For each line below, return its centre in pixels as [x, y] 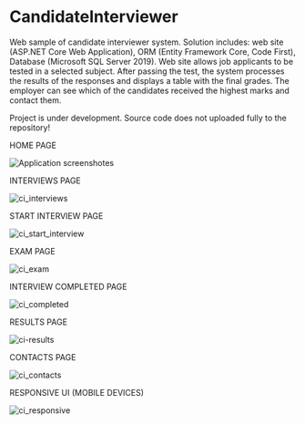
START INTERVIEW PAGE [56, 215]
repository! [30, 127]
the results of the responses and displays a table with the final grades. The [149, 80]
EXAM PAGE [33, 251]
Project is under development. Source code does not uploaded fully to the [148, 118]
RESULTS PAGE [39, 322]
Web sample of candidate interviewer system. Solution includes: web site [147, 42]
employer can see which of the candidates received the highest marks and [149, 90]
